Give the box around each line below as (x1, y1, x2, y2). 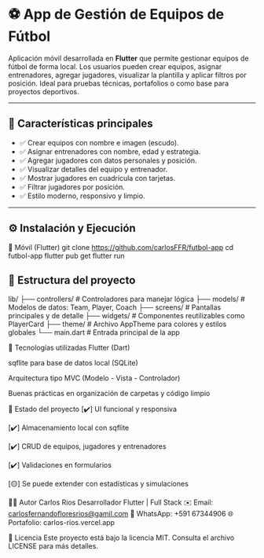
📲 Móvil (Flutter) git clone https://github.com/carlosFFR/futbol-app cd (8, 242, 234, 251)
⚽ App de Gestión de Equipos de (8, 6, 225, 24)
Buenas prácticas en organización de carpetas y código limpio (8, 389, 211, 398)
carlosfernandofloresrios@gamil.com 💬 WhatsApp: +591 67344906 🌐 (8, 509, 234, 519)
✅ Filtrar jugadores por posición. (19, 182, 126, 192)
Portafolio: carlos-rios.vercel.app (8, 518, 115, 527)
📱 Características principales (8, 117, 153, 130)
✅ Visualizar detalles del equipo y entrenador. (19, 164, 168, 174)
